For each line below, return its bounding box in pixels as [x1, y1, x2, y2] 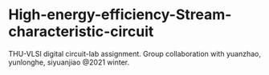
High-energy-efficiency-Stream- [8, 6, 232, 24]
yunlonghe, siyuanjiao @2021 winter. [8, 57, 130, 67]
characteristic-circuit [8, 22, 154, 41]
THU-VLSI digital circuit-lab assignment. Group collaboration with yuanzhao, [8, 49, 261, 58]
